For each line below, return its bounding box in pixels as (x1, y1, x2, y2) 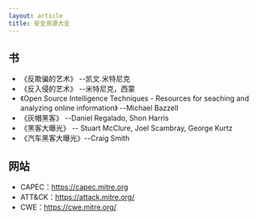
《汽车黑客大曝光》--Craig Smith (19, 134, 130, 143)
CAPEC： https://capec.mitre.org (19, 182, 128, 192)
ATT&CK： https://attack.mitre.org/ (19, 193, 135, 202)
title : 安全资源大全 (8, 19, 70, 27)
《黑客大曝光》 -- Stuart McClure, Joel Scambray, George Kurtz (19, 123, 233, 133)
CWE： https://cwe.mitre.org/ (19, 202, 117, 212)
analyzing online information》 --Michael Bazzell (19, 103, 179, 113)
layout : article (8, 11, 63, 20)
